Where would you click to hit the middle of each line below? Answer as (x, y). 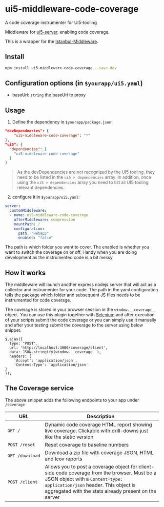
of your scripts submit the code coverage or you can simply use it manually (81, 320)
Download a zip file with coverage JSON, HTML (99, 452)
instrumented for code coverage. (38, 300)
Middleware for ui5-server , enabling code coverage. (57, 32)
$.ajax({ (14, 339)
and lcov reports (63, 459)
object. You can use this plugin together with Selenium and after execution (80, 315)
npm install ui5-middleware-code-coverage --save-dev (61, 68)
